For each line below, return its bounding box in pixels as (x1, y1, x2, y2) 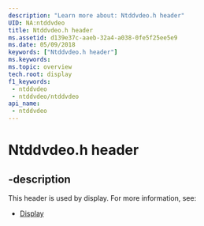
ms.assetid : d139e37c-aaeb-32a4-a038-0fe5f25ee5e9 (8, 33, 178, 42)
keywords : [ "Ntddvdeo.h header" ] (8, 48, 118, 56)
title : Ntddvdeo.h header (8, 26, 93, 34)
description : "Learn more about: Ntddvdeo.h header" (8, 11, 185, 20)
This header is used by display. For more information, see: (8, 194, 197, 202)
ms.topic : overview (8, 63, 72, 71)
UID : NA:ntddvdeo (8, 19, 65, 27)
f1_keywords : (8, 77, 51, 85)
